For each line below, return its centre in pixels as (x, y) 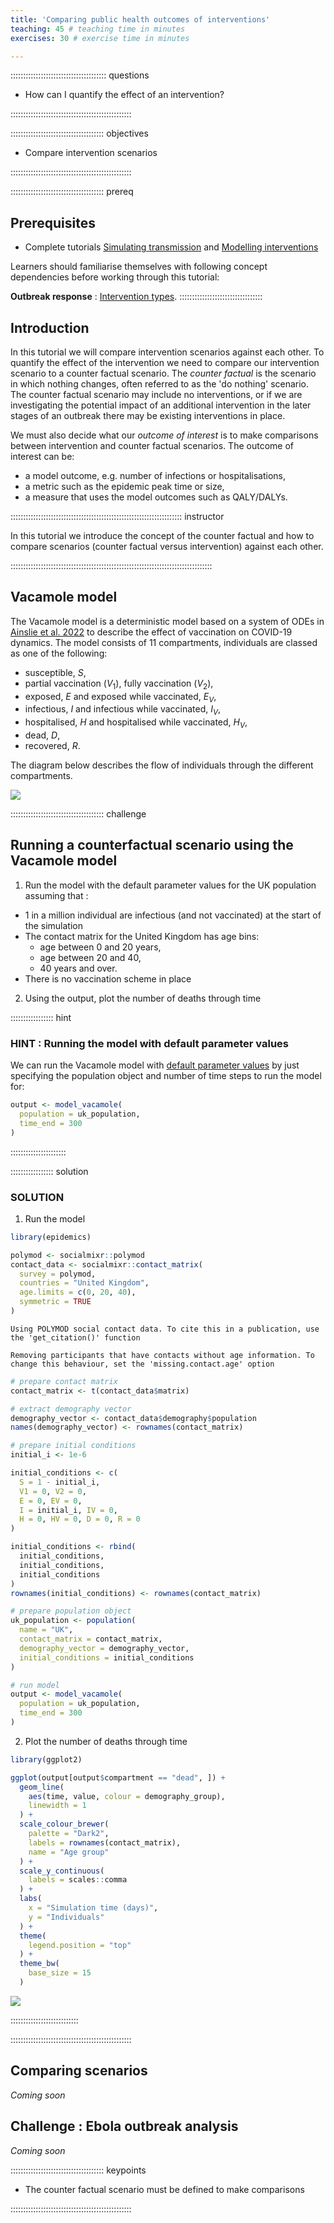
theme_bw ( (39, 1964)
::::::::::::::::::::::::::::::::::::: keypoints (78, 2170)
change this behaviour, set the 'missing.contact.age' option (142, 1364)
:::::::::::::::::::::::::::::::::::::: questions (80, 75)
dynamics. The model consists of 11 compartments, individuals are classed (164, 642)
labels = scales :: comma (78, 1880)
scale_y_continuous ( (62, 1871)
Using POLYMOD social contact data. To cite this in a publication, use (165, 1329)
